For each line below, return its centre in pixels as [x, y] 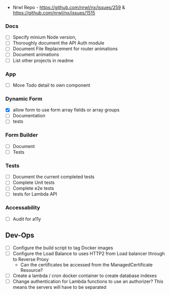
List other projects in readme [43, 60]
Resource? [31, 270]
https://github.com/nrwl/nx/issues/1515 [54, 13]
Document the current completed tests [54, 177]
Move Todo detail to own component [51, 85]
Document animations [36, 55]
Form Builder [22, 135]
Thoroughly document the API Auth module [58, 43]
